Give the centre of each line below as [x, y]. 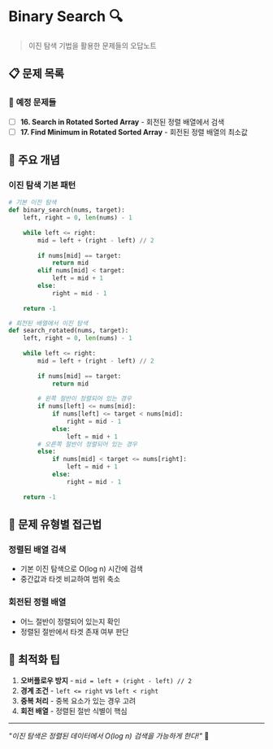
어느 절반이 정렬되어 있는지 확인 [70, 621]
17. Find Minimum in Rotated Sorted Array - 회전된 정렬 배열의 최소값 [134, 132]
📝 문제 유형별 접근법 [55, 524]
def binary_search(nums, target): [67, 210]
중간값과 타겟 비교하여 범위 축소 [70, 579]
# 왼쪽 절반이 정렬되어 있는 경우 [85, 399]
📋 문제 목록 [37, 74]
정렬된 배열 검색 [37, 549]
